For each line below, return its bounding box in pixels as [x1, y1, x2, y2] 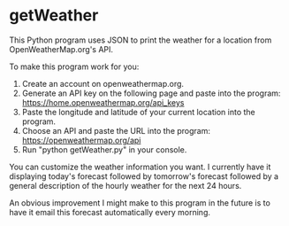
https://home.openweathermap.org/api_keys [21, 97, 185, 107]
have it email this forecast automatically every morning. [9, 207, 210, 217]
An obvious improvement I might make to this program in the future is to [9, 197, 271, 208]
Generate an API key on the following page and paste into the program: [21, 88, 281, 98]
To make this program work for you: [9, 61, 140, 72]
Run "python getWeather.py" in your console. [21, 144, 187, 155]
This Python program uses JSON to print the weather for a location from [9, 35, 272, 45]
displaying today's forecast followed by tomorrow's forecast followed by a [9, 170, 279, 182]
